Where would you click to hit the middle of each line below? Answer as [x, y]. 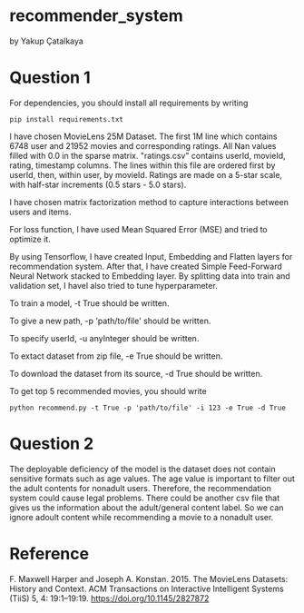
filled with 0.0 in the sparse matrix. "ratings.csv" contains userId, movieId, [147, 155]
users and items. [40, 212]
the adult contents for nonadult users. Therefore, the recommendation [141, 488]
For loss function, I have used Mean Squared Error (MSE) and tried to [138, 229]
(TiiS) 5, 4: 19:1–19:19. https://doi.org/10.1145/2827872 [109, 598]
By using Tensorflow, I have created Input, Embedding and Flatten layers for [151, 256]
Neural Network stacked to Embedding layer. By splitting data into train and [150, 276]
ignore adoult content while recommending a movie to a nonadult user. [142, 517]
